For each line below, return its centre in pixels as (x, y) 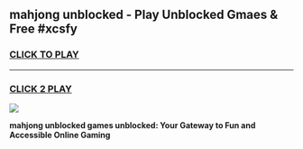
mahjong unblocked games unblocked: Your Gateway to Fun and (133, 125)
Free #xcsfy (44, 29)
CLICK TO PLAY (44, 55)
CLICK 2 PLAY (41, 88)
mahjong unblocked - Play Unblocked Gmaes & (144, 15)
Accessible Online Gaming (60, 135)
